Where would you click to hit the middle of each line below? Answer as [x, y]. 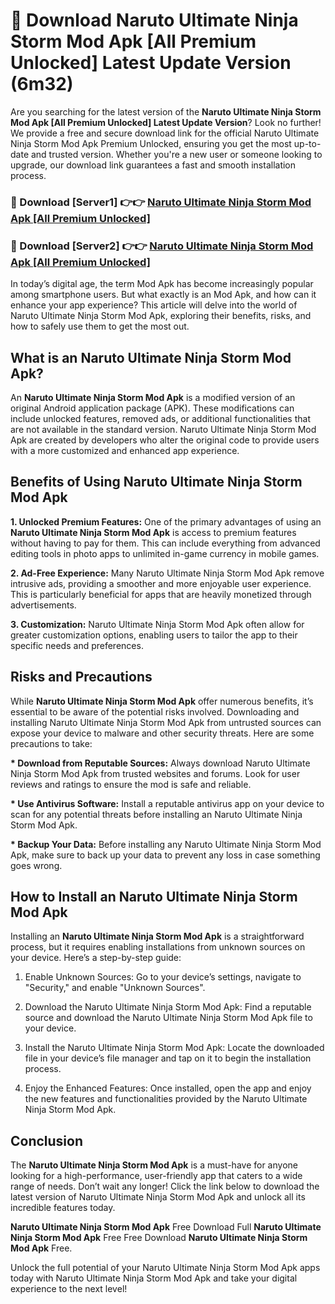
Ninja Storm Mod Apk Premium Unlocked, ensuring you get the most [151, 143]
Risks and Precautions [81, 677]
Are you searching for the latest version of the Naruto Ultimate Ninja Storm [166, 111]
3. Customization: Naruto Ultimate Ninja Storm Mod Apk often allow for [157, 624]
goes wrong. [36, 865]
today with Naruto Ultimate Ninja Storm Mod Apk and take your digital [154, 1278]
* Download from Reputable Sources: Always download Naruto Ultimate [160, 763]
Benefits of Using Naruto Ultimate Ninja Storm [156, 482]
